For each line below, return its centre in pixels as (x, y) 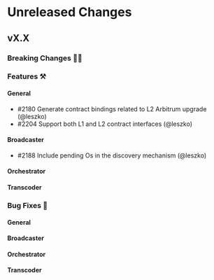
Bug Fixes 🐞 (27, 205)
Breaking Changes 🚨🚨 (45, 58)
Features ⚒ (27, 76)
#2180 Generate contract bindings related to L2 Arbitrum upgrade (112, 108)
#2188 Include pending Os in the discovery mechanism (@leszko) (112, 155)
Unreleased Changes (70, 12)
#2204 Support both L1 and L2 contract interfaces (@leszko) (105, 124)
